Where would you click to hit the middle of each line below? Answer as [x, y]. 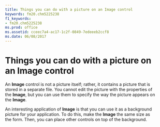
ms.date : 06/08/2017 [26, 37]
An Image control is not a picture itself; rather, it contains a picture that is [78, 84]
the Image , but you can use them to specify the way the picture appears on [80, 95]
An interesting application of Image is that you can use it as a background [79, 109]
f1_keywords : [18, 18]
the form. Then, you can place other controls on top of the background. [76, 119]
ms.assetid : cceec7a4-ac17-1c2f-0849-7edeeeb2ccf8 [57, 32]
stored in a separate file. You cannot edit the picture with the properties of [79, 89]
